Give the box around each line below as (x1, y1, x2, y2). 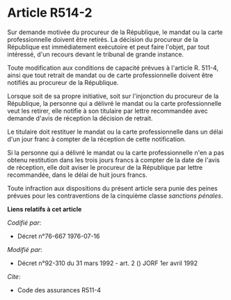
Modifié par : (7, 245, 43, 253)
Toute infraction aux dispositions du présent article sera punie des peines (7, 184, 218, 192)
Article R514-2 (7, 5, 93, 21)
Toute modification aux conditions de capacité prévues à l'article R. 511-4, (7, 63, 219, 72)
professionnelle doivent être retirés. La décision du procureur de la (7, 35, 198, 43)
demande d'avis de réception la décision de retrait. (7, 113, 153, 123)
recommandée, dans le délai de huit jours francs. (7, 171, 148, 179)
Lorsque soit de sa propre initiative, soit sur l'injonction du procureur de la (7, 92, 219, 100)
